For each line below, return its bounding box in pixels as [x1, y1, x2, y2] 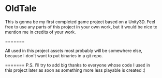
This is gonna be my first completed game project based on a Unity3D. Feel [5, 19, 156, 25]
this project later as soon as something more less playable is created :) [5, 67, 146, 73]
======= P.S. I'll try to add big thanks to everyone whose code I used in [5, 62, 150, 68]
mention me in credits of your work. [5, 29, 76, 35]
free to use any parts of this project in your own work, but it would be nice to [5, 24, 158, 29]
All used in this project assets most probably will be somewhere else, [5, 48, 143, 53]
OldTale [5, 3, 37, 14]
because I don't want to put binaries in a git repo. [5, 52, 103, 58]
